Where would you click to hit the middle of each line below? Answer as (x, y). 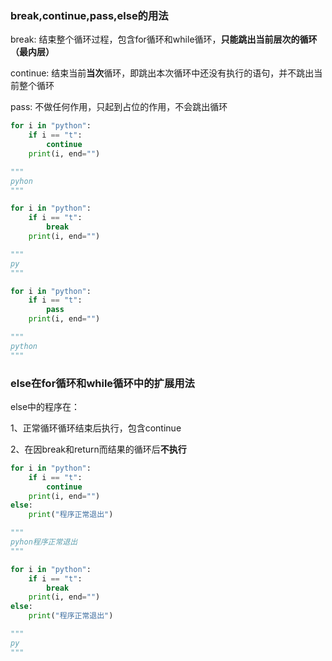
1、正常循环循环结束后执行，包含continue (96, 428)
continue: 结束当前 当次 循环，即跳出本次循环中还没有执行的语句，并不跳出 (162, 73)
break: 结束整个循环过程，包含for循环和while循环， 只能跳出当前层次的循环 (164, 39)
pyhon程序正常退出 (44, 542)
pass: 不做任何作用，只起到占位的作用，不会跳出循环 (119, 107)
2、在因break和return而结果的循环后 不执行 (98, 449)
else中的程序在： (45, 406)
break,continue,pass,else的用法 (89, 15)
